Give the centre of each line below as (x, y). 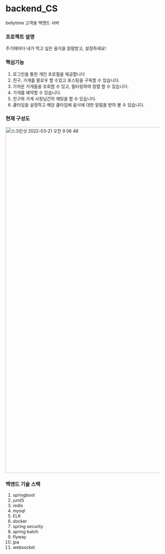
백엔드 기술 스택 (23, 484)
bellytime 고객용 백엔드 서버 (32, 23)
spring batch (25, 532)
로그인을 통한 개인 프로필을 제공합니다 (49, 74)
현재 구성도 (18, 118)
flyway (19, 537)
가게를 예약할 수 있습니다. (37, 92)
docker (20, 521)
